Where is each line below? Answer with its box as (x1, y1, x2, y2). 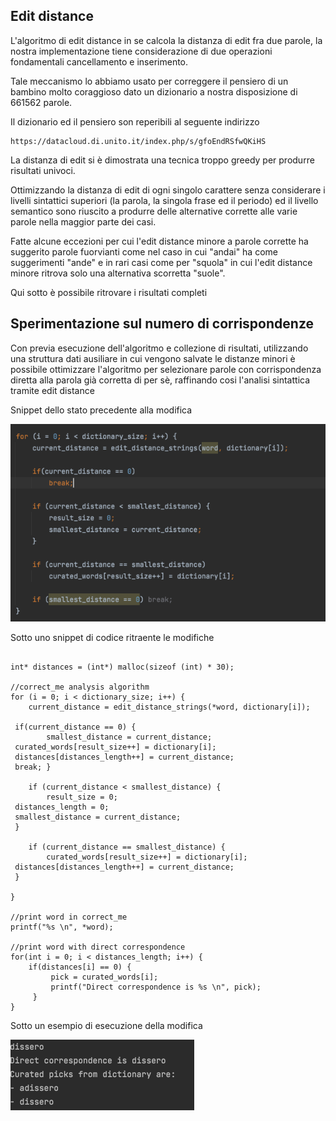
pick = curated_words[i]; (50, 972, 159, 982)
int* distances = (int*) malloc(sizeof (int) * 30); (10, 662, 235, 672)
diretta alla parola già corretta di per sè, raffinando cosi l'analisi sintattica (10, 374, 311, 386)
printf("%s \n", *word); (10, 922, 114, 932)
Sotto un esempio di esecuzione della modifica (10, 1019, 203, 1031)
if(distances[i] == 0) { (28, 962, 132, 972)
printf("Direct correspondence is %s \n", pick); (50, 982, 262, 992)
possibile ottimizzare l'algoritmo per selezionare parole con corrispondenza (10, 363, 322, 375)
